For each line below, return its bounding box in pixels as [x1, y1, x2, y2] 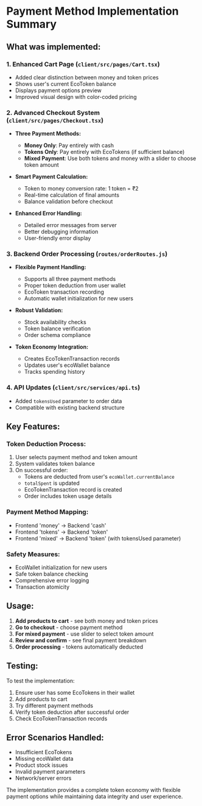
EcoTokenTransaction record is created [24, 486, 123, 493]
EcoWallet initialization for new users [15, 564, 108, 572]
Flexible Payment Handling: [15, 264, 86, 271]
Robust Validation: [15, 307, 63, 314]
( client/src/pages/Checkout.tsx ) [6, 116, 104, 125]
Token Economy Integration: [15, 343, 89, 350]
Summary [6, 17, 57, 31]
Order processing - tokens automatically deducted [15, 643, 144, 650]
